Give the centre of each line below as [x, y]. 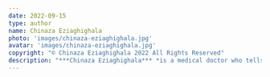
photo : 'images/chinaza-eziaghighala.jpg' [80, 38]
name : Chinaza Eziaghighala [55, 30]
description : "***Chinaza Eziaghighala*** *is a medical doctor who [125, 61]
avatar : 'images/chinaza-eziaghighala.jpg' [82, 46]
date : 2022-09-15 [37, 16]
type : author [30, 23]
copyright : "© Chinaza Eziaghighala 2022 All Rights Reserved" [117, 53]
